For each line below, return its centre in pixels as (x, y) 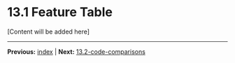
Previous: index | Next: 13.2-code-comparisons (76, 51)
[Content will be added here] (48, 31)
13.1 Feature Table (60, 12)
